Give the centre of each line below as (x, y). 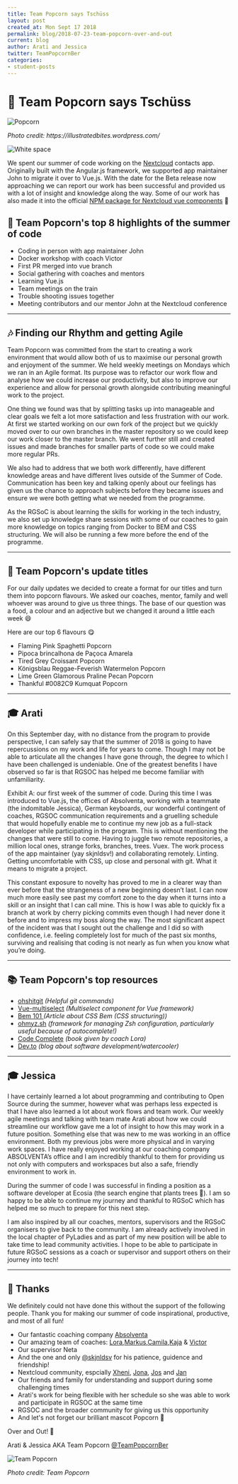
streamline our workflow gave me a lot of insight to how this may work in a (116, 1127)
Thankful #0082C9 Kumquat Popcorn (72, 683)
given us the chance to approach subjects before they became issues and (115, 491)
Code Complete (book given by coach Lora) (82, 1038)
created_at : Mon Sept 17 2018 (52, 27)
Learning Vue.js (40, 281)
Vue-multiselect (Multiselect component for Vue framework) (106, 1008)
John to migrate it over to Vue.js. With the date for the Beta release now (112, 178)
